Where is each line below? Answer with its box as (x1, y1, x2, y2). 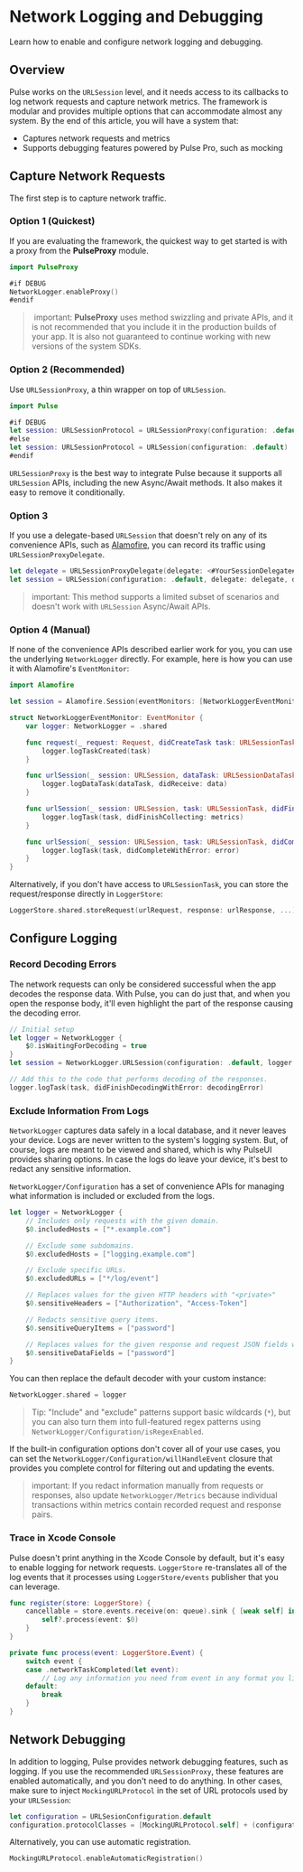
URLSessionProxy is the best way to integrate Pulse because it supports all (9, 467, 282, 478)
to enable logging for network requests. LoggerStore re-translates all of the (9, 1561, 287, 1573)
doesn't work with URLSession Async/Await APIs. (31, 601, 211, 612)
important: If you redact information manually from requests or (31, 1480, 264, 1492)
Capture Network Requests (9, 169, 166, 184)
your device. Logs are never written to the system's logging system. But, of (9, 1135, 289, 1146)
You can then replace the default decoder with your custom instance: (9, 1373, 267, 1384)
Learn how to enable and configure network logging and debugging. (9, 36, 263, 47)
